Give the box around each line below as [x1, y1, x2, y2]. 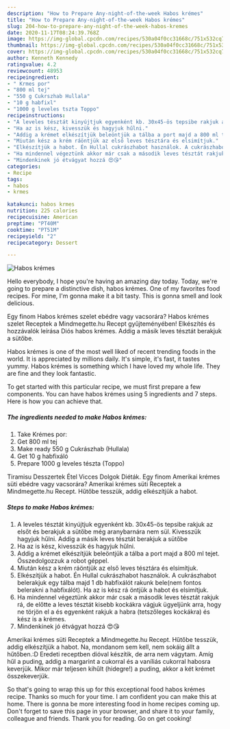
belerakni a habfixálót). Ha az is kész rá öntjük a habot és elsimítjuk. [16, 586, 209, 594]
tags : [7, 176, 23, 182]
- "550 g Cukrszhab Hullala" [7, 93, 90, 100]
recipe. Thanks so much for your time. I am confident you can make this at [7, 693, 217, 701]
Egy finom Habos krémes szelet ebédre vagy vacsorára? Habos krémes [7, 313, 209, 321]
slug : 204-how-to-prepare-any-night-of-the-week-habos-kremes [7, 23, 188, 29]
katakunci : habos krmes [7, 201, 75, 208]
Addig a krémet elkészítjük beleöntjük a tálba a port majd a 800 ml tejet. [16, 549, 220, 558]
